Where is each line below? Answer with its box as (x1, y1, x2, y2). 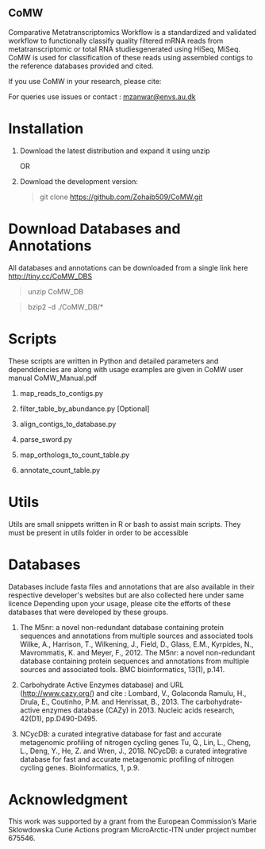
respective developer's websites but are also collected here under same (8, 590, 244, 600)
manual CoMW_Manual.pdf (8, 373, 98, 382)
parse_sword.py (19, 434, 73, 444)
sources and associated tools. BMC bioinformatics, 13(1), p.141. (19, 664, 225, 674)
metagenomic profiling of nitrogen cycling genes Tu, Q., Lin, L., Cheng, (19, 737, 252, 747)
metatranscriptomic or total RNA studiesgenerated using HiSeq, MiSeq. (8, 44, 240, 54)
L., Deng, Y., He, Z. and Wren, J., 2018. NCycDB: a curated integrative (19, 746, 248, 755)
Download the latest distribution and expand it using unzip (19, 146, 210, 156)
